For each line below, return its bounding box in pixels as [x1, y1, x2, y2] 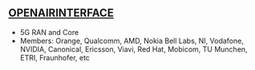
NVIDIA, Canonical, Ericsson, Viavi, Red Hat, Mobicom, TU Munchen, [19, 44, 248, 54]
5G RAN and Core [19, 27, 79, 37]
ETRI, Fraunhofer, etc [19, 52, 91, 62]
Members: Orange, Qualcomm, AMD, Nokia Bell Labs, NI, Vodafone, [19, 36, 245, 45]
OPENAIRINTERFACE [8, 6, 114, 20]
